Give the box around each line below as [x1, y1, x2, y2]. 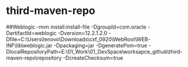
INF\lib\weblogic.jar [6, 42, 53, 49]
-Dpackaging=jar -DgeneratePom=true [53, 42, 148, 49]
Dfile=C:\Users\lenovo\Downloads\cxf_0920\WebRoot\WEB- [6, 36, 151, 43]
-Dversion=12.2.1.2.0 [58, 29, 107, 36]
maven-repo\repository [6, 54, 62, 61]
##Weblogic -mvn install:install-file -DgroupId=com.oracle [6, 23, 147, 30]
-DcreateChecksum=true [62, 54, 124, 61]
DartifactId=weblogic [6, 29, 57, 36]
